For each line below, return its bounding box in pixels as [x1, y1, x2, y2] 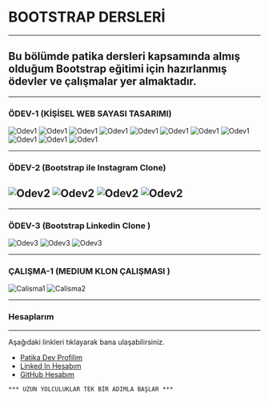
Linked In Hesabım [19, 361, 82, 371]
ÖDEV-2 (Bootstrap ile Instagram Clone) [8, 162, 167, 173]
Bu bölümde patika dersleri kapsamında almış [8, 50, 241, 63]
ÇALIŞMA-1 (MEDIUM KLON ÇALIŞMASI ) [8, 266, 171, 276]
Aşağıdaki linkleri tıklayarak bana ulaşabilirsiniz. [8, 337, 166, 347]
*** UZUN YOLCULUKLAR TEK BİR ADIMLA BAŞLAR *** [8, 385, 174, 393]
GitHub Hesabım [19, 369, 74, 379]
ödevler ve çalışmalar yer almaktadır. [8, 74, 197, 88]
